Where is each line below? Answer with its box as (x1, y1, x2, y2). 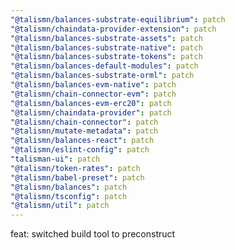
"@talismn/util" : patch (10, 201, 110, 211)
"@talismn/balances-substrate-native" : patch (10, 42, 203, 53)
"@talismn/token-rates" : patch (10, 163, 141, 173)
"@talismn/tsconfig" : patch (10, 191, 128, 201)
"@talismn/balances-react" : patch (10, 136, 155, 146)
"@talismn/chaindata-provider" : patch (10, 107, 172, 118)
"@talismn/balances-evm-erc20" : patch (10, 98, 172, 108)
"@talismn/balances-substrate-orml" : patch (10, 71, 195, 81)
